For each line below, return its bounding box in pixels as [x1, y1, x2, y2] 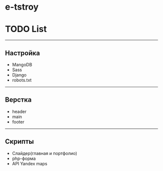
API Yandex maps [12, 160, 48, 166]
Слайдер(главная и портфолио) [12, 150, 78, 156]
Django [12, 72, 27, 78]
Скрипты [5, 138, 34, 146]
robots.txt [12, 77, 32, 83]
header [12, 109, 27, 114]
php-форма [12, 155, 36, 161]
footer [12, 119, 25, 124]
